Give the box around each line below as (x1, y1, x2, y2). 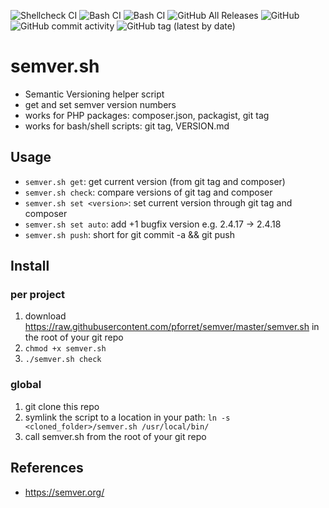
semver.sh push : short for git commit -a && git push (24, 228, 235, 240)
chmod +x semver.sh (24, 344, 107, 354)
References (10, 460, 84, 477)
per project (10, 288, 65, 302)
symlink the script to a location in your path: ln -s (24, 411, 231, 423)
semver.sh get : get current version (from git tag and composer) (24, 175, 286, 187)
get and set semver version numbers (24, 98, 177, 110)
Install (10, 258, 50, 275)
